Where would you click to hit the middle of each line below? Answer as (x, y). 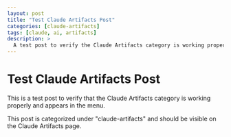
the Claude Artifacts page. (44, 126)
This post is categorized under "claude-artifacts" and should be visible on (112, 119)
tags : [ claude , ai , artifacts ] (52, 33)
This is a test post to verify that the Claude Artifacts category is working (109, 98)
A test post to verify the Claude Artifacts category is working (109, 45)
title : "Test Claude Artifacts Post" (61, 20)
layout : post (26, 13)
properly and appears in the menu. (56, 105)
